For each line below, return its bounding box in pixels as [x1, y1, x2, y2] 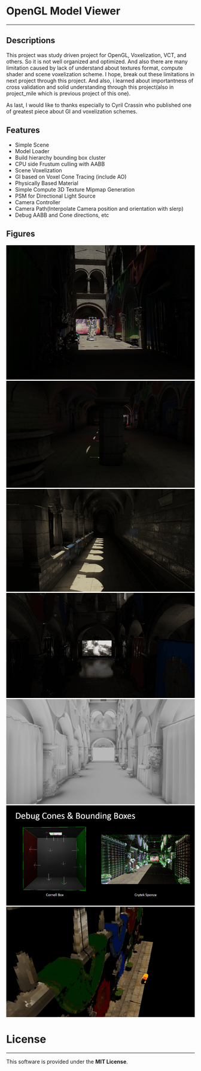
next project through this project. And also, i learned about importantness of [6, 77, 194, 84]
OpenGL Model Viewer [6, 4, 121, 18]
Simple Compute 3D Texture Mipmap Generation [14, 186, 135, 193]
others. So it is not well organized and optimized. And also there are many [6, 58, 188, 65]
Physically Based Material [14, 179, 79, 187]
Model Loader [14, 147, 50, 154]
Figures [6, 228, 35, 238]
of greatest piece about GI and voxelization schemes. [6, 108, 138, 115]
